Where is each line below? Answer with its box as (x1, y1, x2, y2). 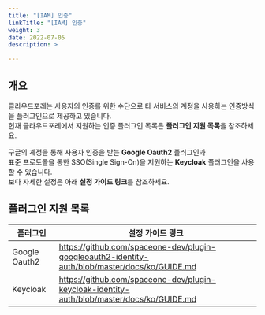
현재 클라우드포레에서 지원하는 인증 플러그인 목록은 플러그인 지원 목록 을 (8, 120, 227, 130)
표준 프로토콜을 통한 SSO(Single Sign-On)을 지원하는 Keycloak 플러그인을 (8, 157, 241, 166)
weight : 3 (8, 26, 41, 34)
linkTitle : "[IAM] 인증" (8, 19, 87, 27)
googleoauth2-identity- (58, 251, 149, 262)
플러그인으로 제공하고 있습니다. (16, 111, 112, 120)
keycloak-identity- (58, 283, 130, 295)
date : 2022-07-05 (8, 33, 65, 42)
